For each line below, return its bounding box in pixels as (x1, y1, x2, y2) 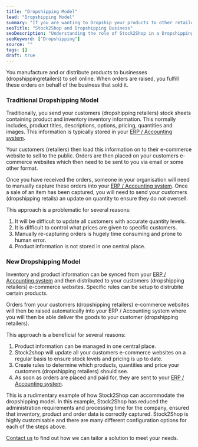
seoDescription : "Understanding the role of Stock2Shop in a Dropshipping (6, 31, 194, 37)
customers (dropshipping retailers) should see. (14, 368, 128, 375)
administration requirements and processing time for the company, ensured (6, 405, 190, 412)
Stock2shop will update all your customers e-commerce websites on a (14, 349, 186, 356)
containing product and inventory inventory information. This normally (6, 116, 176, 123)
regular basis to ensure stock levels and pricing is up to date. (14, 355, 163, 363)
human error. (14, 236, 47, 244)
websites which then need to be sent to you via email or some (33, 158, 184, 165)
